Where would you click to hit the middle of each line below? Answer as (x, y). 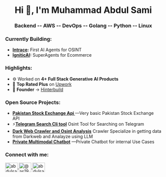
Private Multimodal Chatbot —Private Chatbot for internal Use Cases (83, 142)
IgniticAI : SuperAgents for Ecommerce (52, 55)
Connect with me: (27, 155)
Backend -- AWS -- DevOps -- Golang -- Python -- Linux (83, 26)
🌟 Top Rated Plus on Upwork (42, 84)
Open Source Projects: (33, 102)
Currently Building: (28, 39)
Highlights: (19, 68)
